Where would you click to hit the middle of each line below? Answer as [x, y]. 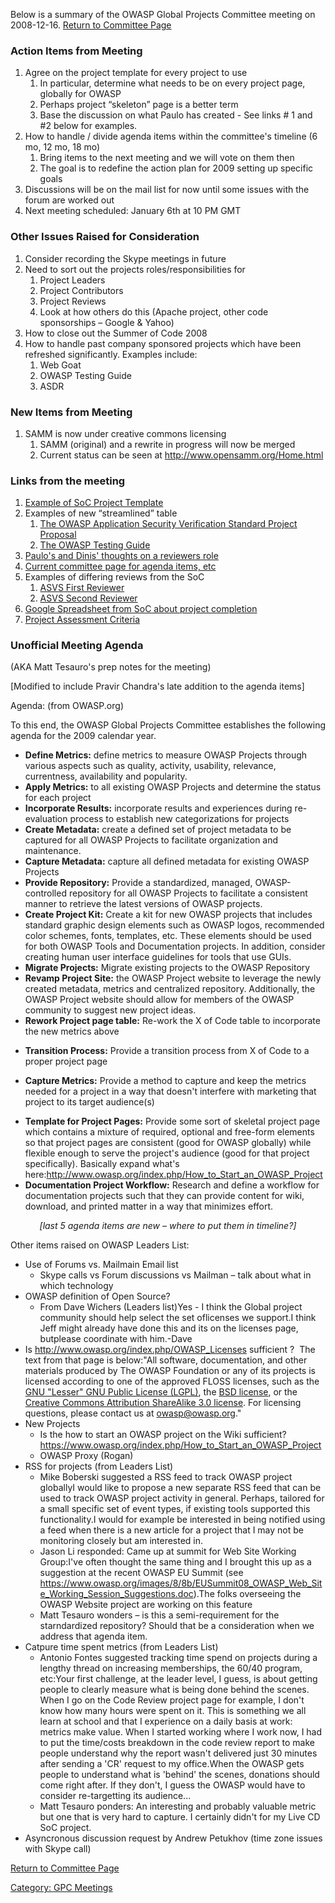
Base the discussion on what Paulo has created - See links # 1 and [176, 115]
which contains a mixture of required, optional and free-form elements [169, 1132]
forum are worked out [69, 200]
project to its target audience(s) [89, 1102]
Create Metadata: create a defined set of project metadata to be [158, 830]
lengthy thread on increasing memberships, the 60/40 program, [171, 1668]
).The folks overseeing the [247, 1594]
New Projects [52, 1424]
